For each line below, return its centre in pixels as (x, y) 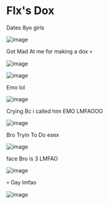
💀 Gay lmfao (21, 182)
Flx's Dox (30, 11)
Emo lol (16, 87)
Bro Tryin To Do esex (33, 135)
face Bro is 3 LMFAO (32, 158)
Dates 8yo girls (25, 28)
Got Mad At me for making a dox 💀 (50, 51)
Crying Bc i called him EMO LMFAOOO (55, 111)
